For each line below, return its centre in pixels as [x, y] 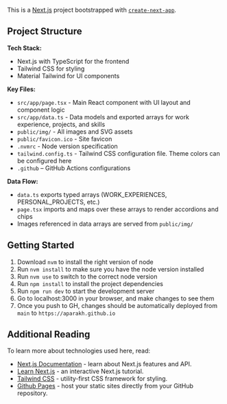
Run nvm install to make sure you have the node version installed [110, 269]
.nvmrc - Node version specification [67, 146]
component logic [41, 110]
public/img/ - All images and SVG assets [75, 131]
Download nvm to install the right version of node [85, 262]
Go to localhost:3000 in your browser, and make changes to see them [116, 298]
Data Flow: [23, 181]
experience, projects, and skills [61, 124]
